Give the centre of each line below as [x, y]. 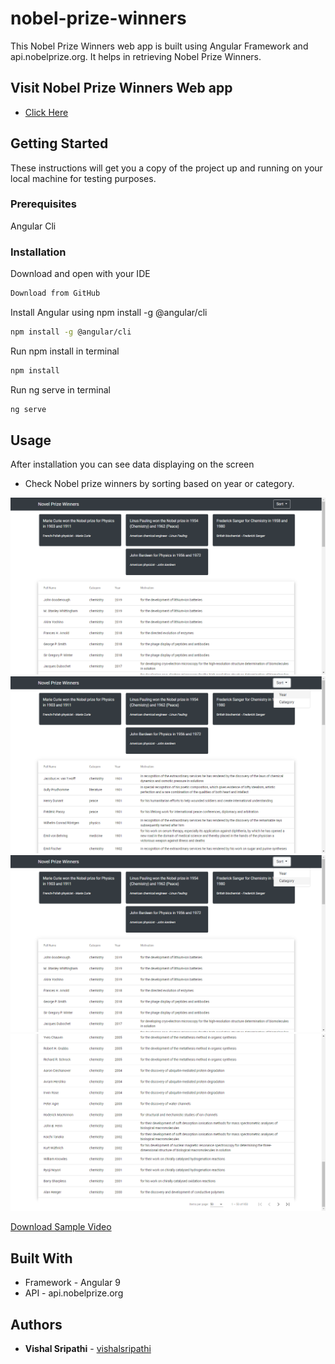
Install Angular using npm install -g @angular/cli [109, 313]
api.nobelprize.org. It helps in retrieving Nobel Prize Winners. [136, 56]
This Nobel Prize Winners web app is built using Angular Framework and [159, 46]
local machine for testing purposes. [83, 178]
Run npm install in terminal [65, 351]
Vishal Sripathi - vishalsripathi [88, 1349]
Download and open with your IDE [80, 274]
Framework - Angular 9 [72, 1283]
